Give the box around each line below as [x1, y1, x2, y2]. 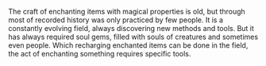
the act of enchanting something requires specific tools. [8, 49, 191, 58]
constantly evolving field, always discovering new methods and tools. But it [8, 24, 254, 33]
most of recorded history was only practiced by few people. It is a [8, 15, 224, 25]
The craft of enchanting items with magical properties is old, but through [8, 7, 246, 16]
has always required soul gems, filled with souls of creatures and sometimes [8, 32, 259, 41]
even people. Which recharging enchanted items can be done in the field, [8, 41, 249, 50]
